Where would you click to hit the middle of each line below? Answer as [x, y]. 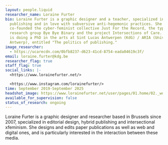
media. [12, 138]
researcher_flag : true [29, 61]
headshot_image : [22, 93]
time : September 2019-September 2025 [44, 88]
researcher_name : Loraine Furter [40, 14]
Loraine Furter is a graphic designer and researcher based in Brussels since [83, 117]
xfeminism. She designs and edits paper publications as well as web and [80, 127]
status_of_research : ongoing [35, 102]
